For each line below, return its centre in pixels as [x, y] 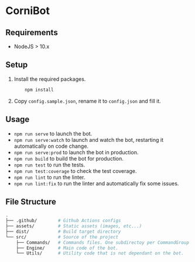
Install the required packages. [50, 79]
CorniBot [28, 11]
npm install [39, 90]
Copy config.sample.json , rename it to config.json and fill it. [88, 101]
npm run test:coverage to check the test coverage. [75, 171]
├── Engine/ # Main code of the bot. [67, 248]
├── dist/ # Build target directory [63, 232]
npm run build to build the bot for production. [69, 158]
